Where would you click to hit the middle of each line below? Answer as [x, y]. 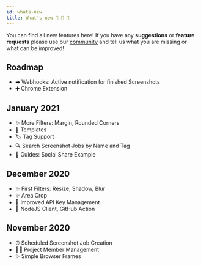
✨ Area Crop [31, 195]
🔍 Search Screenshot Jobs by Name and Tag [72, 146]
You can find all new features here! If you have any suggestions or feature [100, 35]
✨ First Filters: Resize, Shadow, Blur [60, 188]
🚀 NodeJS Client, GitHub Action [55, 209]
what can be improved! [35, 48]
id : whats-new [24, 12]
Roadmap [25, 67]
